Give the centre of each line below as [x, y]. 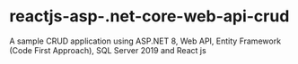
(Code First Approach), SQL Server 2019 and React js [108, 50]
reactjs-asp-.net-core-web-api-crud [149, 16]
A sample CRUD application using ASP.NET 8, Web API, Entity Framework [145, 41]
